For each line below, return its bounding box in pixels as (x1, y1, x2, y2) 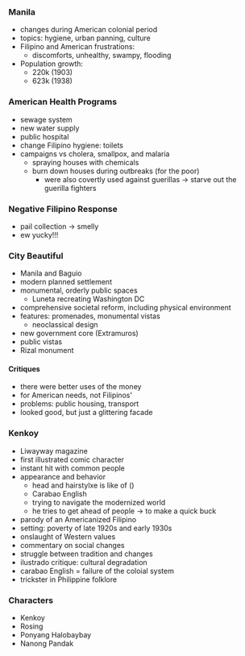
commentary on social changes (19, 540, 125, 550)
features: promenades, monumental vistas (19, 311, 161, 321)
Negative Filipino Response (8, 203, 118, 214)
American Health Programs (8, 96, 118, 107)
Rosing (19, 621, 44, 631)
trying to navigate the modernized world (31, 497, 166, 507)
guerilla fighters (44, 183, 97, 193)
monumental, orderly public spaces (19, 285, 139, 296)
